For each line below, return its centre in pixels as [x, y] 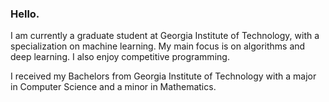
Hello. [25, 14]
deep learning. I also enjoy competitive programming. [120, 57]
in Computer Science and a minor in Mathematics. [113, 87]
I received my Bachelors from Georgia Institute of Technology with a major [163, 76]
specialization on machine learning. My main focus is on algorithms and [158, 46]
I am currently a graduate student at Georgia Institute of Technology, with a [165, 36]
